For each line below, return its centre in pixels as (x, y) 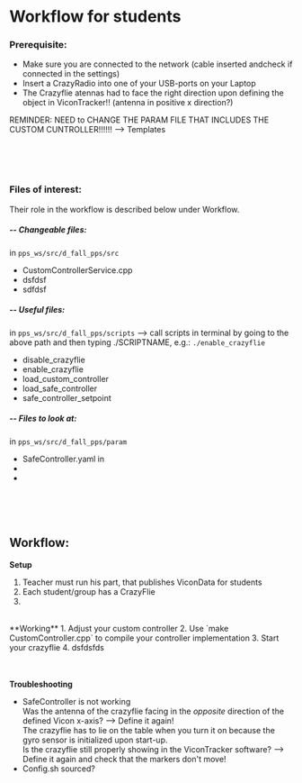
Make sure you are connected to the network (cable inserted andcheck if (157, 64)
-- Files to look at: (43, 419)
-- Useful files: (37, 310)
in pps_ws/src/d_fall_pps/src (64, 252)
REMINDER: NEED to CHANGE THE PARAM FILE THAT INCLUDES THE (139, 120)
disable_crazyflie (53, 360)
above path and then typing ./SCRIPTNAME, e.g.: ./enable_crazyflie (137, 342)
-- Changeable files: (48, 230)
